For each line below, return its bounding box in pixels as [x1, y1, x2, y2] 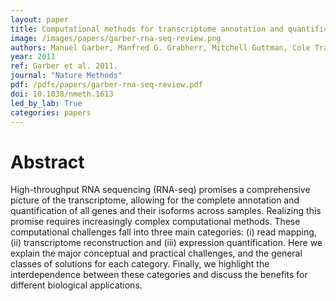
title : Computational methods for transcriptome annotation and [10, 24, 284, 34]
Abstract [10, 151, 85, 173]
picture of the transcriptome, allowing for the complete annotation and [10, 194, 300, 206]
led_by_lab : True [10, 98, 83, 108]
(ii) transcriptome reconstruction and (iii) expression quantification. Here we [10, 237, 323, 249]
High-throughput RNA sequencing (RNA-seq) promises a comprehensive [10, 184, 311, 196]
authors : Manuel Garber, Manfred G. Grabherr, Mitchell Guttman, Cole [10, 42, 311, 53]
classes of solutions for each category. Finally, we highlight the [10, 258, 270, 270]
